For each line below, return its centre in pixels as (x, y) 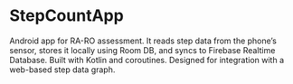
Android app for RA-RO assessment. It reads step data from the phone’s (143, 41)
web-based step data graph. (62, 70)
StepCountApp (66, 16)
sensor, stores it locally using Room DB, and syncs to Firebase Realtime (142, 50)
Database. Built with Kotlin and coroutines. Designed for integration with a (147, 60)
